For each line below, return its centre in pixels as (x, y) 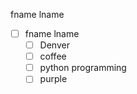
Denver (54, 45)
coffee (53, 56)
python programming (83, 68)
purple (53, 79)
